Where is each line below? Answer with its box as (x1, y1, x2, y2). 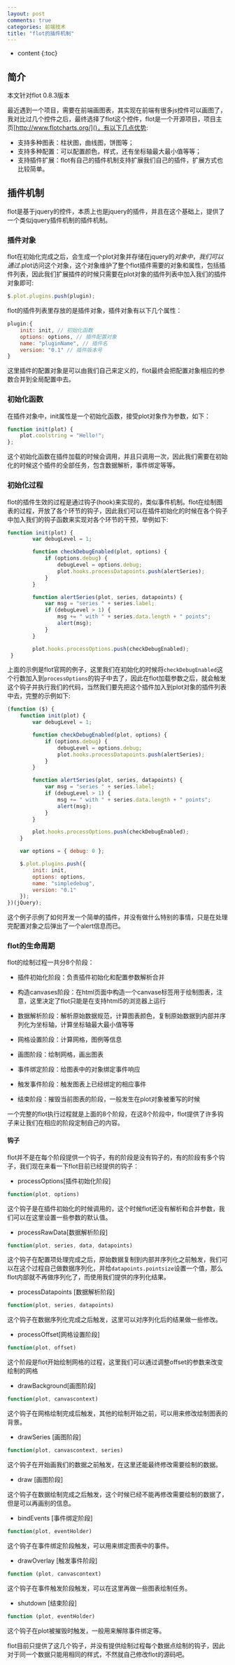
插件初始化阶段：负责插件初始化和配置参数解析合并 (17, 973, 165, 982)
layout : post (7, 10, 45, 18)
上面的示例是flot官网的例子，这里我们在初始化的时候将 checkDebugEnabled (7, 666, 218, 674)
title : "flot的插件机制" (7, 29, 75, 37)
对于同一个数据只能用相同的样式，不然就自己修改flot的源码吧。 (7, 1650, 189, 1659)
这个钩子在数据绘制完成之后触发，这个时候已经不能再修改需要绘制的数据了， (7, 1490, 228, 1498)
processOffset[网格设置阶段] (17, 1330, 100, 1339)
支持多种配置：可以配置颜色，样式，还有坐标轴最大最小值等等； (17, 147, 201, 156)
